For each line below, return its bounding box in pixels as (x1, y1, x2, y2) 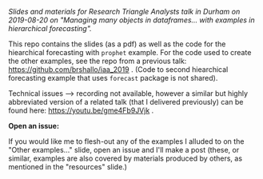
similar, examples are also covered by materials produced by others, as (8, 153, 242, 163)
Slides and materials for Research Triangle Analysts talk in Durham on (8, 7, 241, 16)
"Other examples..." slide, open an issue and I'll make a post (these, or (8, 145, 240, 154)
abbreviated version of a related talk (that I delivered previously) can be (8, 97, 244, 106)
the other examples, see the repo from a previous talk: (8, 56, 187, 66)
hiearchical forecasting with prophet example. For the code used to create (8, 48, 252, 57)
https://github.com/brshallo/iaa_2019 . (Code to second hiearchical (8, 65, 229, 74)
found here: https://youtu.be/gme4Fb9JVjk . (8, 105, 154, 115)
